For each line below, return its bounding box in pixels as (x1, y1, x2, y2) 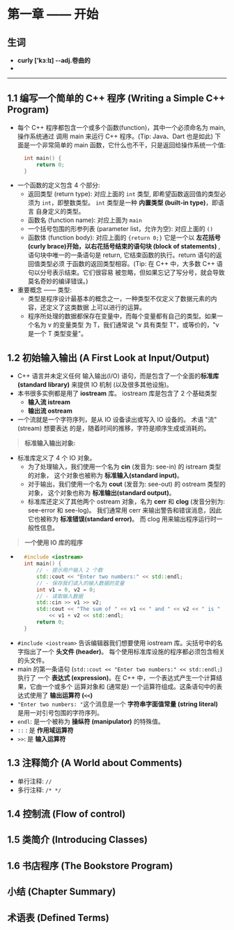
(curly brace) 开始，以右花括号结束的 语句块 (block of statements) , (27, 242, 221, 251)
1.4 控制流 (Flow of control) (7, 808, 126, 820)
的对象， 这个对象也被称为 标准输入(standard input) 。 (27, 471, 183, 480)
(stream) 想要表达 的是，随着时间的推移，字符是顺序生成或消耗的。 (17, 424, 210, 433)
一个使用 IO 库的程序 (24, 538, 84, 547)
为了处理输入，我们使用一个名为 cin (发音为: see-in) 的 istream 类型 (27, 462, 221, 471)
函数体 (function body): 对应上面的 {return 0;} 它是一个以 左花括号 (27, 233, 221, 242)
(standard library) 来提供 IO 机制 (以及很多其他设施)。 (17, 381, 173, 389)
